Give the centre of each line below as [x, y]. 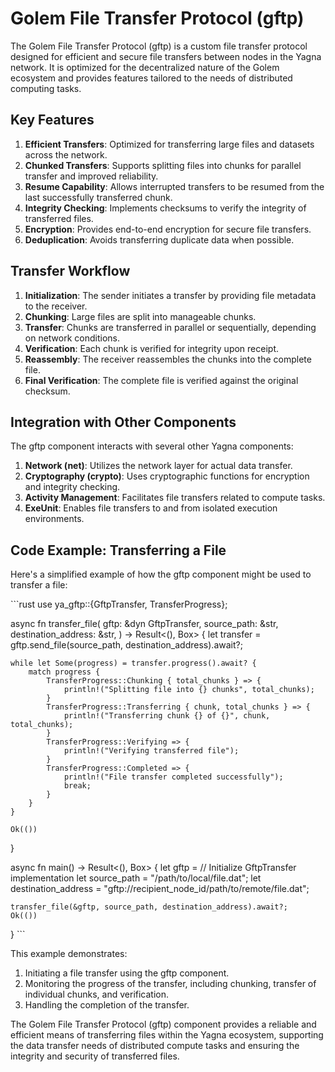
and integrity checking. [72, 487]
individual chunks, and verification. [97, 994]
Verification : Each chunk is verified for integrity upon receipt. [151, 348]
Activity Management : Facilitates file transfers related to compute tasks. [175, 498]
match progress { [64, 672]
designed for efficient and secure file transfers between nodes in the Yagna [166, 56]
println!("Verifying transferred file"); [151, 751]
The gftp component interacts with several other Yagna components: [152, 446]
